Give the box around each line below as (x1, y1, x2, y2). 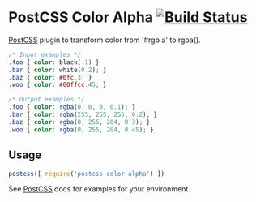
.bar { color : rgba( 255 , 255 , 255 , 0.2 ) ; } (8, 110, 158, 119)
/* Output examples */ (8, 96, 85, 104)
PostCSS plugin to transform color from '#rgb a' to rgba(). (8, 35, 201, 45)
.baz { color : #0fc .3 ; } (8, 73, 92, 81)
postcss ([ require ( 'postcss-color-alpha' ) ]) (8, 170, 164, 178)
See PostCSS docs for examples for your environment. (8, 184, 190, 194)
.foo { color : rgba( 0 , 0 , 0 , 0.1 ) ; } (8, 103, 136, 111)
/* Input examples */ (8, 50, 82, 58)
